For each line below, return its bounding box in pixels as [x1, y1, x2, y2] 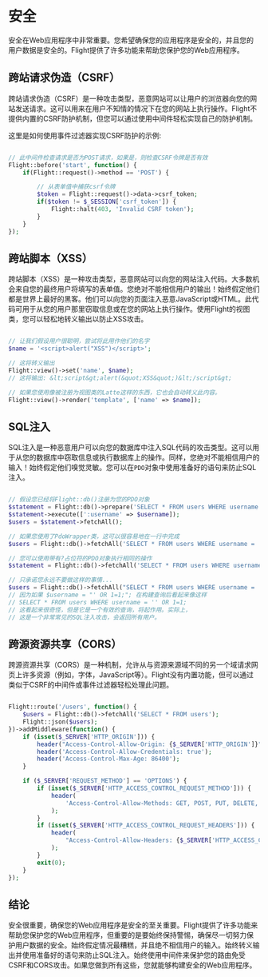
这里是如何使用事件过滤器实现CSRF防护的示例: [8, 130, 162, 140]
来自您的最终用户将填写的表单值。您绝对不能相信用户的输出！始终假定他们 [14, 285, 260, 294]
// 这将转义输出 [8, 359, 55, 368]
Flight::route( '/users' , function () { [8, 703, 137, 712]
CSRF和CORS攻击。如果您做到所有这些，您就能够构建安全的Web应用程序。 [8, 960, 257, 970]
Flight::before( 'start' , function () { [8, 161, 137, 169]
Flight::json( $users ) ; [22, 718, 98, 726]
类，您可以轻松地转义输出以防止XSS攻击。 [8, 314, 148, 324]
